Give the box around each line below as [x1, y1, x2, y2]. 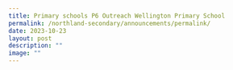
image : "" [8, 49, 42, 57]
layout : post [8, 34, 52, 43]
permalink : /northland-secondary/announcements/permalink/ [8, 19, 211, 27]
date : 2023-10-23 [8, 27, 67, 35]
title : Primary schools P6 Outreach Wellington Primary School [8, 11, 226, 20]
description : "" [8, 42, 63, 50]
